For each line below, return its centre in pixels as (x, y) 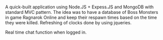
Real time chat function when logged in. (46, 32)
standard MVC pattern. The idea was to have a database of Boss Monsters (82, 12)
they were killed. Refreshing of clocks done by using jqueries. (69, 23)
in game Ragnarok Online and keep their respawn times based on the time (81, 18)
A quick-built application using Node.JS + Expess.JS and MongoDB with (80, 7)
